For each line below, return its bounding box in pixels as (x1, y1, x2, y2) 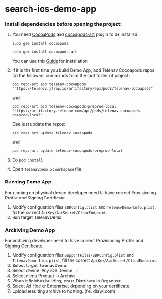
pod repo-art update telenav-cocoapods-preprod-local (12, 149, 123, 153)
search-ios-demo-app (5, 3, 97, 15)
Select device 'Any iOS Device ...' (12, 268, 78, 274)
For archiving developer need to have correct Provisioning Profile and (5, 238, 144, 244)
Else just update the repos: (12, 121, 66, 127)
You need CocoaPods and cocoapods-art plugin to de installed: (12, 32, 139, 37)
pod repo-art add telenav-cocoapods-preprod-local (12, 104, 117, 109)
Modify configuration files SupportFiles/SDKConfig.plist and (12, 252, 134, 258)
